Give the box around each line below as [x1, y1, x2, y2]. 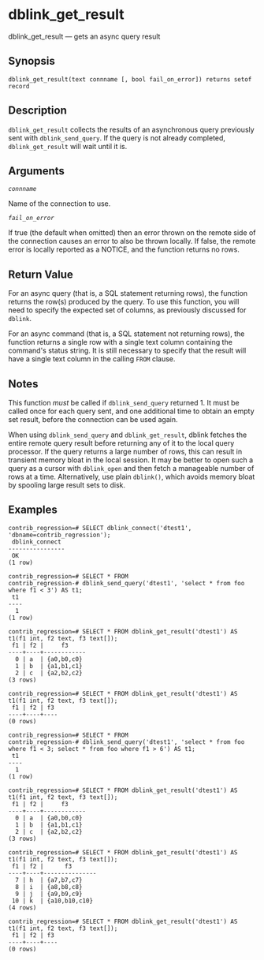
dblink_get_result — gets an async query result [8, 32, 161, 41]
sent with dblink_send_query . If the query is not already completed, [8, 133, 226, 143]
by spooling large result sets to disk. [8, 480, 126, 490]
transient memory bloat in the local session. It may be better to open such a [8, 455, 254, 465]
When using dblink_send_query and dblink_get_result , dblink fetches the [8, 430, 247, 439]
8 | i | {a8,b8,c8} [15, 883, 83, 891]
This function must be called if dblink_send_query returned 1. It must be [8, 398, 240, 407]
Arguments [8, 164, 65, 177]
